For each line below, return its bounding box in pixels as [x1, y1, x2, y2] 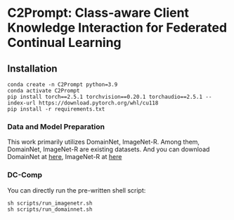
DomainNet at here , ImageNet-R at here [7, 153, 122, 161]
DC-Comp [7, 170, 42, 180]
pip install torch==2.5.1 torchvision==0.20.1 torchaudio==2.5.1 [7, 93, 202, 100]
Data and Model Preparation [7, 121, 105, 131]
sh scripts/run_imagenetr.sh [7, 200, 93, 207]
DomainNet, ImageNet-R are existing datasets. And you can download [7, 145, 210, 153]
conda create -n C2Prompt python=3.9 [7, 81, 118, 88]
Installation [7, 62, 58, 74]
